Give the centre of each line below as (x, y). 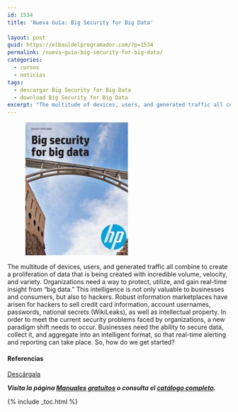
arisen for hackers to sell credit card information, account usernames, (109, 305)
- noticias (30, 75)
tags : (15, 82)
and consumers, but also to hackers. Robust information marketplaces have (118, 297)
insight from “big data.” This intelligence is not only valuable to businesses (116, 289)
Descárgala (24, 374)
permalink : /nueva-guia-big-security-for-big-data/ (85, 53)
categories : (25, 60)
